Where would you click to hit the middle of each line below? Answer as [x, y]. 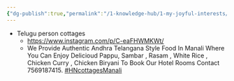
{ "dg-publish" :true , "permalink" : [55, 13]
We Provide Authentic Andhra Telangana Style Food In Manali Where [126, 48]
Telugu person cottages [51, 33]
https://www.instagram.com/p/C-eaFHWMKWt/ [96, 40]
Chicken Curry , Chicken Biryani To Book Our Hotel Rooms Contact [123, 62]
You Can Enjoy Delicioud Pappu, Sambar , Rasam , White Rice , [117, 55]
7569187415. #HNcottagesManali [74, 70]
